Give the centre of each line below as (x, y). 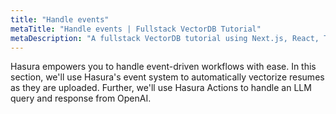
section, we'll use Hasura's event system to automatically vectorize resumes (167, 77)
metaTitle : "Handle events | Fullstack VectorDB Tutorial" (136, 29)
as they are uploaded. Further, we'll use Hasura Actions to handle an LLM (161, 88)
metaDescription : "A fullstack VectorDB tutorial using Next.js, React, (165, 38)
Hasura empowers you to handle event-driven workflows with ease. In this (163, 67)
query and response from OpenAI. (81, 98)
